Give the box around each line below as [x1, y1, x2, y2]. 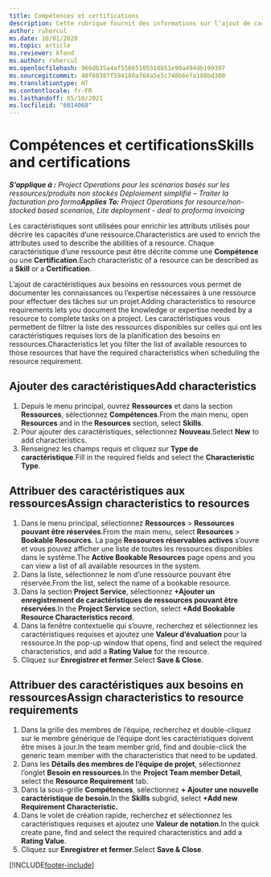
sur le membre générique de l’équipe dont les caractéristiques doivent [20, 733, 254, 743]
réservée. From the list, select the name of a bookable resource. [20, 578, 232, 587]
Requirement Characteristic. [20, 801, 119, 811]
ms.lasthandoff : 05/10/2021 [9, 94, 104, 102]
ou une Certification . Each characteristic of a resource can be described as [9, 255, 259, 266]
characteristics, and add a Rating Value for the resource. [20, 646, 210, 656]
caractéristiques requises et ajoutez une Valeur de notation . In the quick [20, 818, 260, 829]
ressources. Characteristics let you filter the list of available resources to [9, 340, 248, 349]
